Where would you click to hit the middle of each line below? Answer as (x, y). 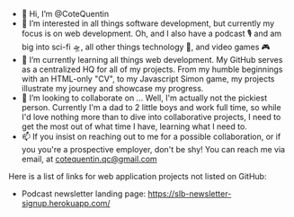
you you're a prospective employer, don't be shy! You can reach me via (153, 149)
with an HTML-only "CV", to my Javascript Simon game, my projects (148, 79)
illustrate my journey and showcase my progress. (112, 88)
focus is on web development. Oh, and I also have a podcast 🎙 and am (151, 33)
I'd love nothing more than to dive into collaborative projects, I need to (151, 117)
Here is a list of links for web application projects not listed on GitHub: (138, 176)
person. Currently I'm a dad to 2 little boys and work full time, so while (151, 107)
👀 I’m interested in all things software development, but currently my (148, 23)
